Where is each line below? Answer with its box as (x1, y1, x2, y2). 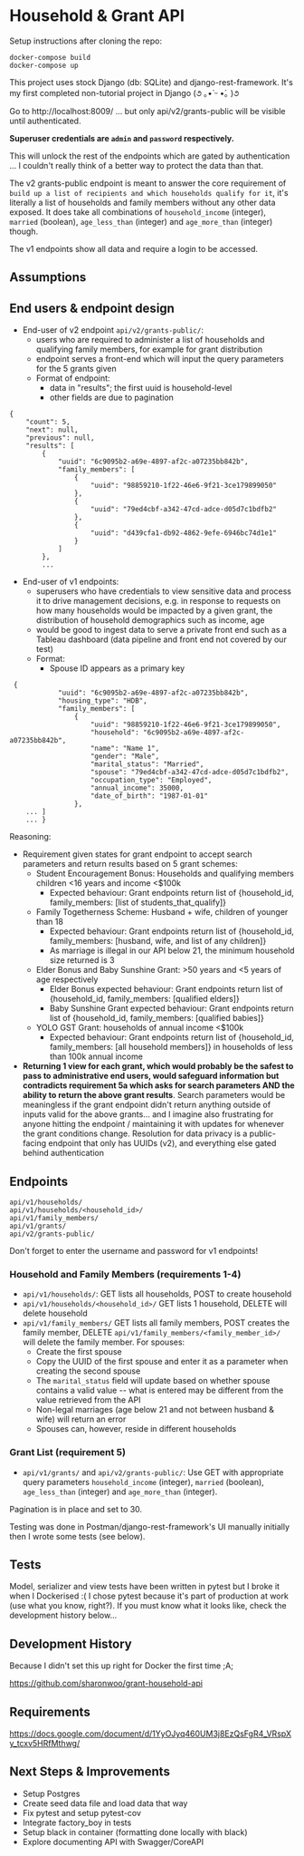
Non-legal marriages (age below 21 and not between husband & (35, 1404, 274, 1415)
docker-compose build (9, 53, 91, 62)
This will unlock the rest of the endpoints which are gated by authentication (9, 151, 290, 161)
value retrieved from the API (35, 1394, 141, 1405)
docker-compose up (9, 61, 79, 70)
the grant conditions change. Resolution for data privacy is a (22, 1128, 248, 1139)
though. (9, 226, 39, 237)
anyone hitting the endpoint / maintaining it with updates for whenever (22, 1119, 285, 1130)
